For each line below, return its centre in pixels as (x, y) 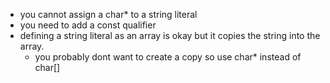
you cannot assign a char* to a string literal (108, 14)
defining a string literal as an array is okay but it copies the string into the (170, 35)
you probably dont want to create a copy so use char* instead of (168, 57)
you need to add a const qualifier (88, 25)
